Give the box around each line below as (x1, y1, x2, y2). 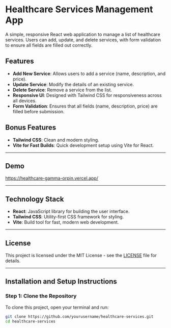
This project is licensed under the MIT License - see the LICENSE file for (5, 253, 157, 258)
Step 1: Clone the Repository (5, 292, 77, 299)
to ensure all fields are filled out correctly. (5, 42, 93, 48)
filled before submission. (12, 108, 65, 114)
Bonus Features (5, 123, 56, 132)
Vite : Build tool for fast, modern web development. (12, 219, 119, 225)
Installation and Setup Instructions (5, 277, 117, 286)
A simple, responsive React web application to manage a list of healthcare (5, 31, 160, 37)
